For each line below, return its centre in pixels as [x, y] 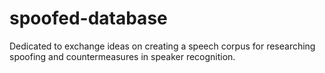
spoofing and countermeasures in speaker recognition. [122, 56]
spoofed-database [88, 18]
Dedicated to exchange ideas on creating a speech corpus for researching [162, 46]
